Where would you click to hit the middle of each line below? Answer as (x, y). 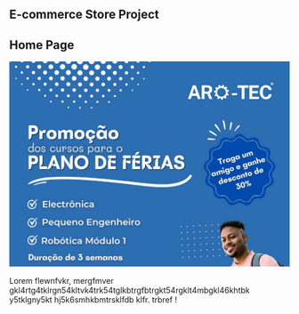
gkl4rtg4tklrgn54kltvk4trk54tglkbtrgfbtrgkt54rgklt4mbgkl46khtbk (130, 290)
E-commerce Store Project (84, 15)
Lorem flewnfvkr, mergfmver (61, 280)
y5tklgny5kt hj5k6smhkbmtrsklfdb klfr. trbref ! (93, 299)
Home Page (42, 45)
